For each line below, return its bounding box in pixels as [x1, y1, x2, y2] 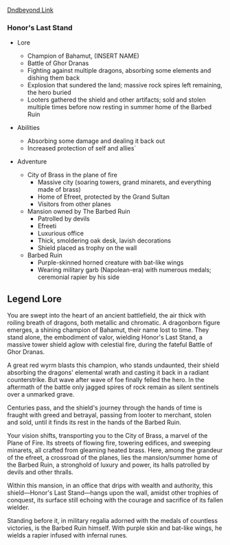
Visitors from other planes [37, 200, 111, 208]
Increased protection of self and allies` [27, 144, 137, 153]
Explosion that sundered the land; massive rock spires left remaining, [27, 81, 223, 89]
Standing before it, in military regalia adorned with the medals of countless [7, 517, 218, 525]
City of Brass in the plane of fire [27, 171, 118, 179]
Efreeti [37, 222, 57, 230]
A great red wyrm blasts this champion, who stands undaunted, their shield [7, 361, 220, 370]
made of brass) [37, 186, 81, 194]
